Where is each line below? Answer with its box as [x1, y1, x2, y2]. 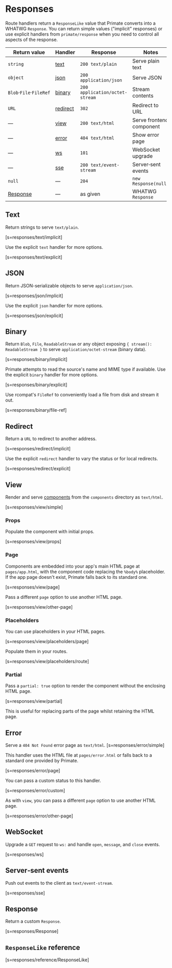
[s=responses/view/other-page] [5, 604, 73, 610]
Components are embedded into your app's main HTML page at [5, 563, 140, 569]
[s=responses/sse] [5, 890, 45, 896]
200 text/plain [80, 61, 117, 67]
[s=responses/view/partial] [5, 698, 62, 704]
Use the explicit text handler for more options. [5, 244, 103, 250]
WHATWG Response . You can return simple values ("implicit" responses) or [5, 25, 163, 31]
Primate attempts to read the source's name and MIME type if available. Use [5, 366, 166, 373]
